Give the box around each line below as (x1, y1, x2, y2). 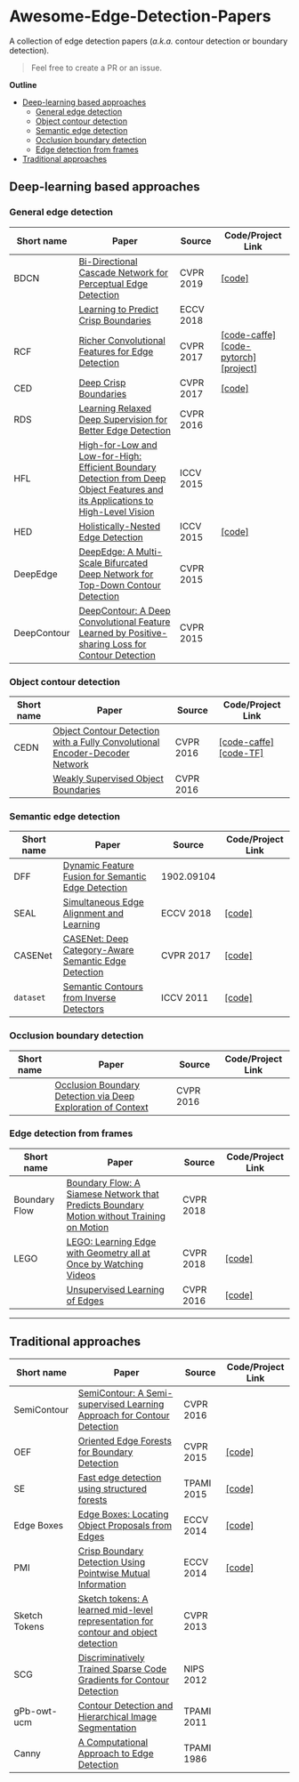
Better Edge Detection (78, 424, 172, 437)
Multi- (135, 545, 163, 558)
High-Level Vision (78, 505, 155, 518)
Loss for (112, 638, 147, 650)
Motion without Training (66, 1210, 166, 1222)
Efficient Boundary (78, 461, 157, 473)
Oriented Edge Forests (77, 1434, 172, 1447)
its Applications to (78, 494, 154, 506)
